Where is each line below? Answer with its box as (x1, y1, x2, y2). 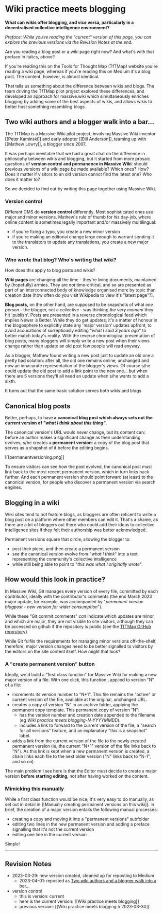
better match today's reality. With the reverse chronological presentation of (5, 333, 155, 339)
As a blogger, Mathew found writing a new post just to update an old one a (5, 353, 154, 358)
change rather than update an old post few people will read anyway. (5, 343, 141, 349)
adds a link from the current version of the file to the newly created (12, 738, 147, 744)
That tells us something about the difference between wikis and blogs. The (5, 83, 154, 89)
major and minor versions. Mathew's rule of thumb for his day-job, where (5, 214, 151, 220)
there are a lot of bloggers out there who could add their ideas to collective (5, 521, 155, 527)
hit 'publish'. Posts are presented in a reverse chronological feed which (5, 312, 147, 318)
